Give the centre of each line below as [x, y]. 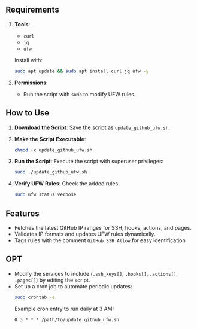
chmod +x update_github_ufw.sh [53, 150]
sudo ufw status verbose [45, 195]
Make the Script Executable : [50, 139]
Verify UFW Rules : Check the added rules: [67, 184]
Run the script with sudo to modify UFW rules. [79, 94]
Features [22, 213]
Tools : [22, 24]
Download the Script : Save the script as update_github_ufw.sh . [92, 127]
